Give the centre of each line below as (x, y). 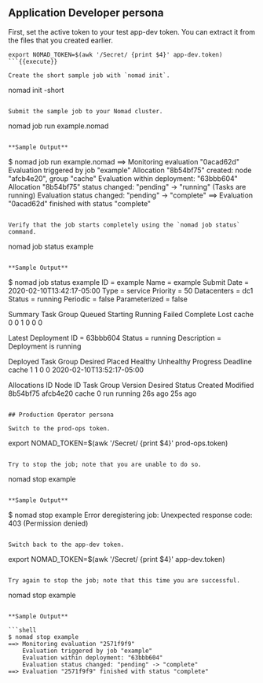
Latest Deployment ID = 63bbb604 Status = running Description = (115, 338)
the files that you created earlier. (61, 40)
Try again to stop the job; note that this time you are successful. (124, 580)
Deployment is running (45, 346)
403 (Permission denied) (48, 523)
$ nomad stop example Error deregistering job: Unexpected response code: (130, 515)
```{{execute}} (33, 61)
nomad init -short (36, 90)
